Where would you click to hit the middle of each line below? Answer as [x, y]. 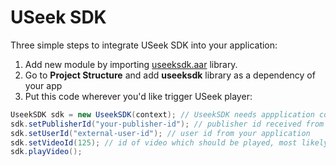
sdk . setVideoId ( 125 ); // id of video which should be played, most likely [169, 142]
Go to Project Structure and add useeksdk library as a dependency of [170, 75]
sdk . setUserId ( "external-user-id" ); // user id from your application [160, 133]
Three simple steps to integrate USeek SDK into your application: [144, 45]
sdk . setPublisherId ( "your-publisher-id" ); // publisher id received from [167, 124]
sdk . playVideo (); [46, 152]
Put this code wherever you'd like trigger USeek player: [138, 96]
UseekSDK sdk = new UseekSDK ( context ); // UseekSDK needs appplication [162, 114]
